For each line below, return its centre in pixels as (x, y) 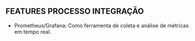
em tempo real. (33, 32)
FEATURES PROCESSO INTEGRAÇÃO (75, 11)
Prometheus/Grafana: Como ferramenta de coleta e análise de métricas (101, 25)
